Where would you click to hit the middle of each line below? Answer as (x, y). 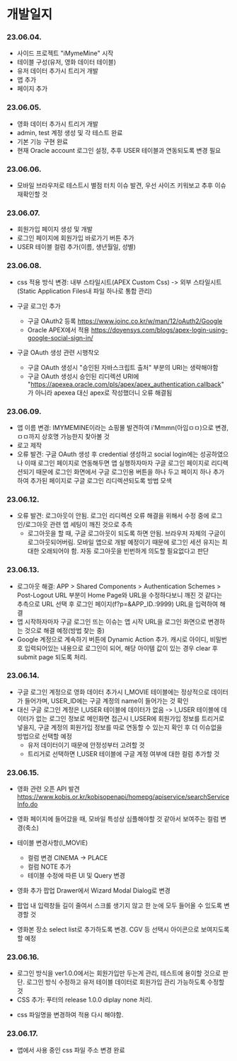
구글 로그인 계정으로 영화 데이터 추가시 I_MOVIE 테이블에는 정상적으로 (113, 692)
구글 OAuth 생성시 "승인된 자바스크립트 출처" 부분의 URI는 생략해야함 (123, 367)
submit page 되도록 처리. (52, 657)
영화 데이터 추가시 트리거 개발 (57, 124)
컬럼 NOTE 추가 (49, 866)
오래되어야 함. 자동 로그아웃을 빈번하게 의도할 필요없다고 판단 (125, 551)
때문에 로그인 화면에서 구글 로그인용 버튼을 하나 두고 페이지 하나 (123, 472)
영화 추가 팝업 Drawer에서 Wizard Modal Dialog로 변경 (93, 891)
